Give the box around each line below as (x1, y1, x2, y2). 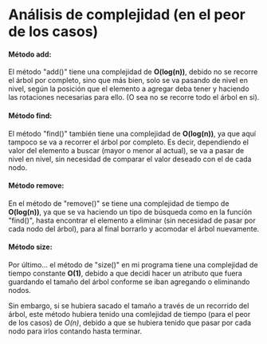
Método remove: (8, 181, 65, 191)
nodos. (8, 286, 32, 295)
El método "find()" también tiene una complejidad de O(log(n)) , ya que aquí (8, 129, 257, 138)
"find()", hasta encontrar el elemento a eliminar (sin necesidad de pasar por (8, 215, 257, 225)
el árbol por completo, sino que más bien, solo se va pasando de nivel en (8, 76, 249, 85)
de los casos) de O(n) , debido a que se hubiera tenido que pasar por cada (8, 318, 252, 327)
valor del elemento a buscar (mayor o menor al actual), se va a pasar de (8, 145, 245, 155)
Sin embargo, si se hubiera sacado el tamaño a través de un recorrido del (8, 301, 249, 310)
